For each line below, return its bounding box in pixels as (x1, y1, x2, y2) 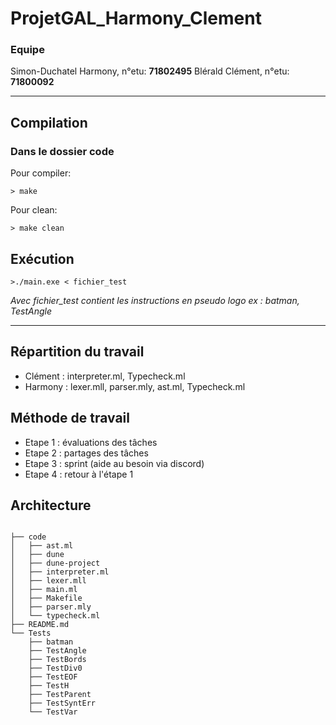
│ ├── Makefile (10, 593, 83, 604)
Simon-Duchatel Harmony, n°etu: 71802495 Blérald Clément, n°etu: (10, 65, 290, 77)
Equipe (10, 43, 45, 57)
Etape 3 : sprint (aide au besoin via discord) (24, 457, 205, 469)
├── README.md (10, 620, 70, 630)
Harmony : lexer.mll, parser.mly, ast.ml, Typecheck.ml (24, 380, 246, 392)
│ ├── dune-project (10, 558, 101, 569)
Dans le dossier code (10, 144, 115, 158)
